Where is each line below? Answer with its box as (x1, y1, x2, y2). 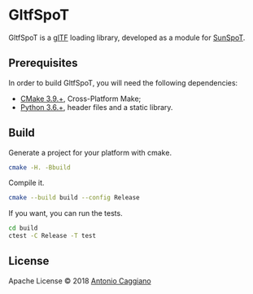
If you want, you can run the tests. (8, 208, 124, 218)
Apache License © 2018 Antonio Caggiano (8, 275, 152, 286)
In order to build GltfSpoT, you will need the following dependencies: (8, 77, 238, 87)
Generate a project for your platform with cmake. (8, 147, 172, 157)
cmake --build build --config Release (8, 194, 140, 202)
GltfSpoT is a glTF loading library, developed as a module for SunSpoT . (8, 33, 246, 42)
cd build (8, 224, 38, 233)
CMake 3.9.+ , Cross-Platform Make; (20, 94, 142, 103)
